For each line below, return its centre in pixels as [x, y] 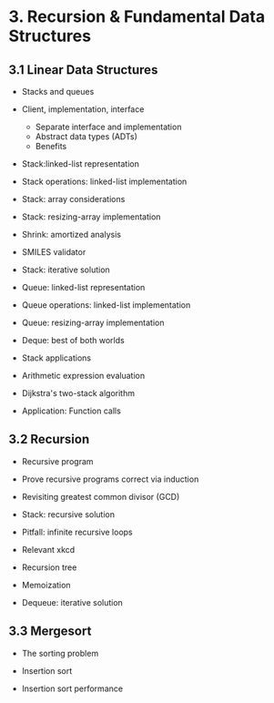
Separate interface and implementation [108, 127]
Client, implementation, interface [83, 109]
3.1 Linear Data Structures [83, 70]
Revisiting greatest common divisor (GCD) [101, 496]
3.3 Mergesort [50, 632]
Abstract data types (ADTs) [86, 137]
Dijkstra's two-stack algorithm [78, 393]
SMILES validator [54, 252]
